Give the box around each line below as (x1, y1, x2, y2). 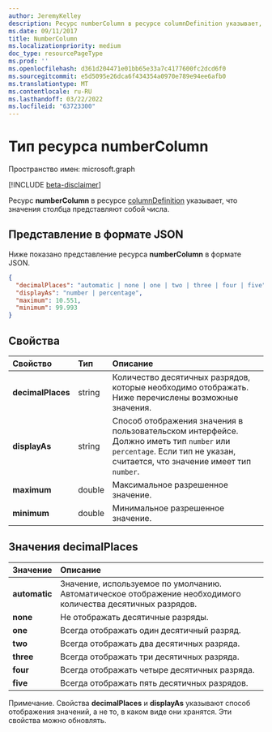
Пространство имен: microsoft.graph (8, 164, 136, 174)
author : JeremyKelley (8, 11, 82, 20)
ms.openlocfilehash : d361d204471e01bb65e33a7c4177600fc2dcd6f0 (8, 65, 227, 73)
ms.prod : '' (8, 58, 49, 66)
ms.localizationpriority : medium (8, 42, 121, 50)
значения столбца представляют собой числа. (8, 205, 170, 214)
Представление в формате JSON (8, 228, 184, 242)
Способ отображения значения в (112, 415, 244, 426)
